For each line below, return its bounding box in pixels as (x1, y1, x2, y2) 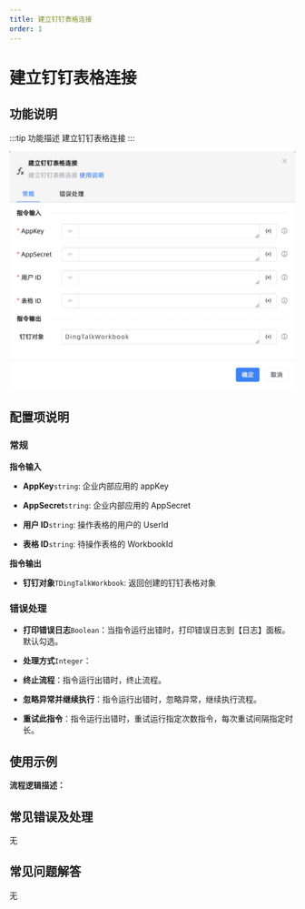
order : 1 (9, 24, 43, 34)
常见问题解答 (9, 864, 82, 880)
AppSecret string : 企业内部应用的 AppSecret (22, 500, 192, 511)
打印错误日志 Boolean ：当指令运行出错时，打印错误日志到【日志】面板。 (22, 624, 290, 636)
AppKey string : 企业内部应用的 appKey (22, 480, 170, 491)
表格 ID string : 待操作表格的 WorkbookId (22, 539, 174, 550)
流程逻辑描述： (9, 780, 65, 791)
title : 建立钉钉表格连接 (9, 15, 93, 24)
